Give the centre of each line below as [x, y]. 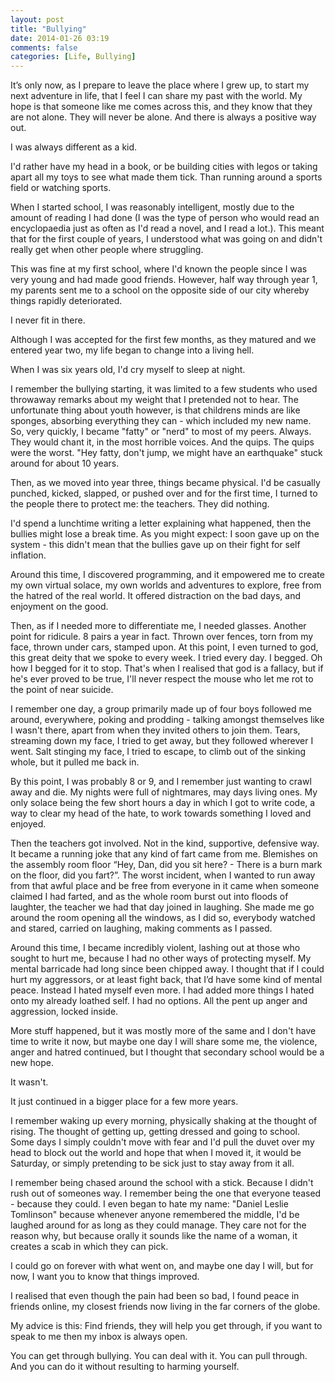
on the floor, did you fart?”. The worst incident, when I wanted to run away [163, 875]
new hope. [32, 1063]
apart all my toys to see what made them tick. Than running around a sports [166, 177]
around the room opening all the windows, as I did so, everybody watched [163, 918]
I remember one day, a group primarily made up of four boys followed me [161, 709]
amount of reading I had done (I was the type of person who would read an [165, 218]
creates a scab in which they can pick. [89, 1247]
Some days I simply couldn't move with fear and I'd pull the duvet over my [162, 1142]
